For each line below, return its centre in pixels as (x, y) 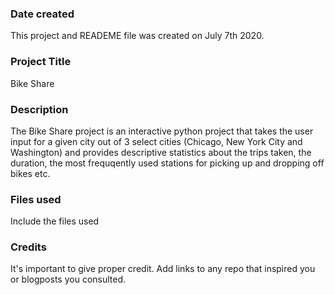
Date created (42, 14)
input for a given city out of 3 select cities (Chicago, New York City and (156, 141)
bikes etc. (30, 173)
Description (39, 109)
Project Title (41, 62)
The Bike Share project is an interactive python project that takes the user (162, 131)
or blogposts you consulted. (68, 279)
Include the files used (55, 221)
